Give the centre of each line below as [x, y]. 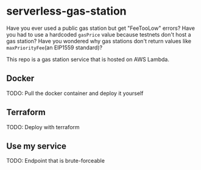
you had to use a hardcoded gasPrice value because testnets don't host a [99, 34]
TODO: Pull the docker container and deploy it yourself [75, 93]
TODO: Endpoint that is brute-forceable [56, 161]
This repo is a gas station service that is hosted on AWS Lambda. [88, 59]
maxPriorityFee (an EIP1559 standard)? [54, 48]
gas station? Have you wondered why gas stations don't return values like [99, 41]
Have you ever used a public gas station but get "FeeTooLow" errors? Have [100, 28]
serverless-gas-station [66, 11]
